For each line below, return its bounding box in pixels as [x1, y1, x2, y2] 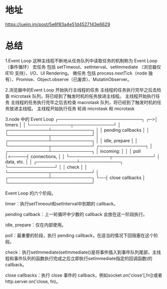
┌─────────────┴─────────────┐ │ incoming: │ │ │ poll [5, 148, 141, 154]
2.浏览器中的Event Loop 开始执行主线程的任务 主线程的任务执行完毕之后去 [5, 87, 157, 93]
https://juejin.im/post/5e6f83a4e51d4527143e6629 [5, 21, 111, 27]
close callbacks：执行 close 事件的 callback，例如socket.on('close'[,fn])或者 [5, 272, 163, 278]
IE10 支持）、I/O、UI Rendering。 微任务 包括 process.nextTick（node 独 [5, 70, 153, 76]
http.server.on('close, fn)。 [5, 278, 61, 284]
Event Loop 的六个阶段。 [5, 190, 56, 196]
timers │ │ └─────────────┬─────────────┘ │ [5, 121, 121, 127]
